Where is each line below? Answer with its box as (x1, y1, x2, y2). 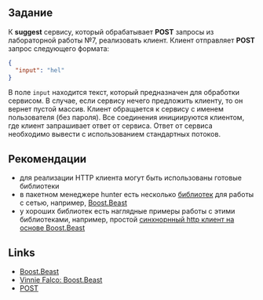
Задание (8, 6, 53, 20)
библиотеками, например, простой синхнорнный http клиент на (19, 215, 235, 225)
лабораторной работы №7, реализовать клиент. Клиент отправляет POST (8, 35, 255, 45)
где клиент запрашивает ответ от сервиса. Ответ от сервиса (8, 121, 214, 130)
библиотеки (19, 181, 60, 191)
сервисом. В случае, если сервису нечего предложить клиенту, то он (8, 96, 243, 105)
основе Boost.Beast (19, 223, 86, 232)
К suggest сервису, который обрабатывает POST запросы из (8, 27, 214, 36)
